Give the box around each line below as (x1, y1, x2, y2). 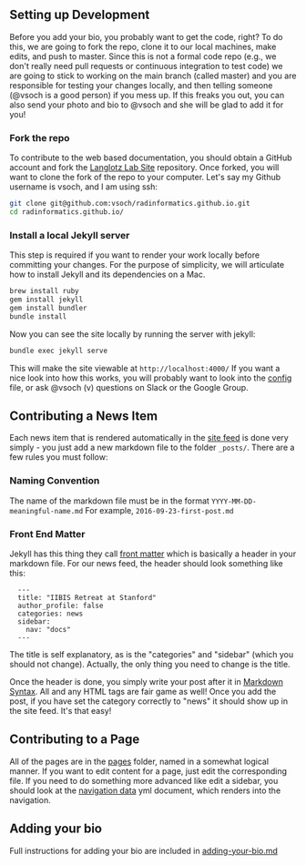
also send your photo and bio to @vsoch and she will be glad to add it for (9, 99, 284, 110)
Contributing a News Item (9, 408, 158, 423)
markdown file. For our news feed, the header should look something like (9, 557, 284, 568)
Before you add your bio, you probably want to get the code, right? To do (9, 31, 283, 42)
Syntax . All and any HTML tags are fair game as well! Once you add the (9, 686, 277, 697)
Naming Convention (9, 474, 100, 487)
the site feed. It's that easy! (9, 705, 112, 716)
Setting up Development (9, 7, 150, 23)
